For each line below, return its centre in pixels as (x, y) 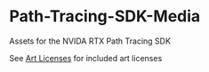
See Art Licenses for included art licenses (86, 58)
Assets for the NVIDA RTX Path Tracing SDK (90, 41)
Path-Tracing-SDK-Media (105, 16)
